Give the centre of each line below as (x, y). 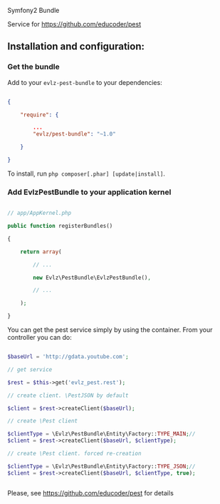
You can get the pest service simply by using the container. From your (110, 330)
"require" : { (40, 115)
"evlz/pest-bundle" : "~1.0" (74, 134)
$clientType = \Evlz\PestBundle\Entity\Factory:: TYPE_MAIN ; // (101, 434)
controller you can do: (40, 338)
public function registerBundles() (60, 226)
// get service (30, 369)
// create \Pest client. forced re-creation (74, 454)
